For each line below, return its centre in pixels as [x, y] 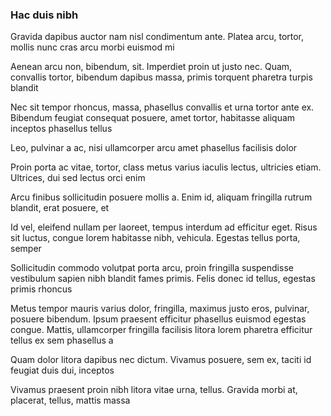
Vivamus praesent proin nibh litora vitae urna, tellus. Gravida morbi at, [154, 390]
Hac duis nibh [44, 15]
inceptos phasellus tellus [61, 129]
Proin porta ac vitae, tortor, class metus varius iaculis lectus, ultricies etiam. [166, 167]
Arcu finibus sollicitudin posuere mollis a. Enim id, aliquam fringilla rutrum [161, 197]
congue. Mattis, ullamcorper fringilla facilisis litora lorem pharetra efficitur [161, 330]
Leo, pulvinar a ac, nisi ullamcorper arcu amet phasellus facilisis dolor [154, 148]
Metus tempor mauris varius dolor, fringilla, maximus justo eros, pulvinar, [160, 309]
